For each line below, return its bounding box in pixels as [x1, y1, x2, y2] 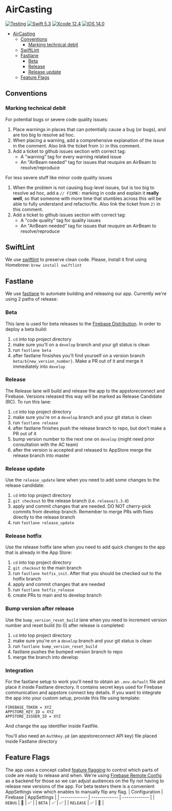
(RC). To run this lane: [5, 398, 51, 404]
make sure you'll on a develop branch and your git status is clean [12, 341, 150, 347]
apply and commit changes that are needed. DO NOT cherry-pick [12, 503, 151, 509]
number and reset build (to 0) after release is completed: [5, 622, 125, 628]
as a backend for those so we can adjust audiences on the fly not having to [5, 778, 164, 784]
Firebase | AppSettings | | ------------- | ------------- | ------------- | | [5, 794, 155, 800]
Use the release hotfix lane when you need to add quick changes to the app [5, 544, 166, 550]
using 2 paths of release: [5, 296, 58, 302]
